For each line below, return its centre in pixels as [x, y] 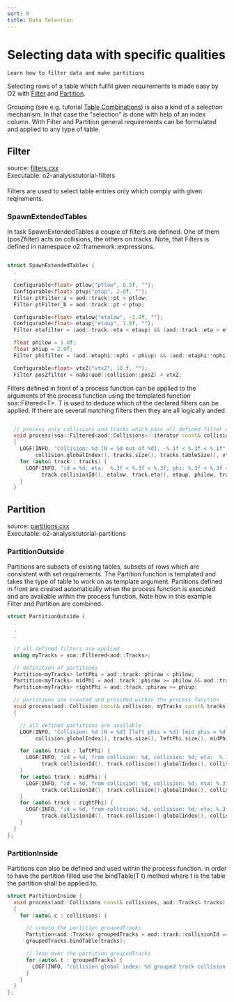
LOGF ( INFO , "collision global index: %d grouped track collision [129, 966]
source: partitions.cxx [38, 526]
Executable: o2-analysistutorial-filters [61, 176]
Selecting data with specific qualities [117, 55]
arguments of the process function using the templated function [99, 396]
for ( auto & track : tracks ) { [64, 461]
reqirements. [25, 199]
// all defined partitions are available [80, 725]
